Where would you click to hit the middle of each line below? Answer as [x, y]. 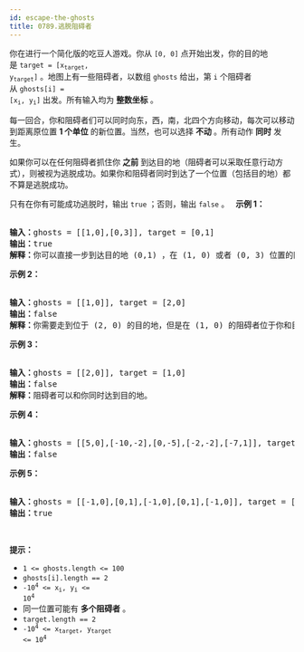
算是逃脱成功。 [45, 184]
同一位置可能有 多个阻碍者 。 [76, 609]
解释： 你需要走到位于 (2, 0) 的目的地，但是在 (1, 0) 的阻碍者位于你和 [151, 325]
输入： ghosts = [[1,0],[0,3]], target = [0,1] [112, 232]
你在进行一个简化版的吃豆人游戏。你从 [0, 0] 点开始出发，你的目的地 [139, 53]
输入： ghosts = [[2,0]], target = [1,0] [98, 373]
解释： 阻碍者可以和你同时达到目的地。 [81, 395]
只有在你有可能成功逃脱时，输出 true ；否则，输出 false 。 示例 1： [137, 204]
